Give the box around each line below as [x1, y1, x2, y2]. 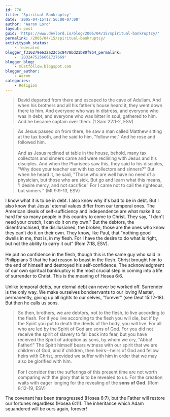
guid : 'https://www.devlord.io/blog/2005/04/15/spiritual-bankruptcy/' [5, 31, 160, 36]
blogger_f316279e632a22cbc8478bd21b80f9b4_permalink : [5, 50, 122, 55]
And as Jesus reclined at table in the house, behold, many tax [17, 150, 147, 156]
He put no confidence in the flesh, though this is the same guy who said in [5, 251, 161, 257]
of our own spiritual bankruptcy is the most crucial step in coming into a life [5, 267, 163, 273]
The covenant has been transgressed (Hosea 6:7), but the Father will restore [5, 395, 165, 401]
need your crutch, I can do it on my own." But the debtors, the [5, 219, 134, 225]
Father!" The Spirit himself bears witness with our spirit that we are [17, 342, 158, 348]
